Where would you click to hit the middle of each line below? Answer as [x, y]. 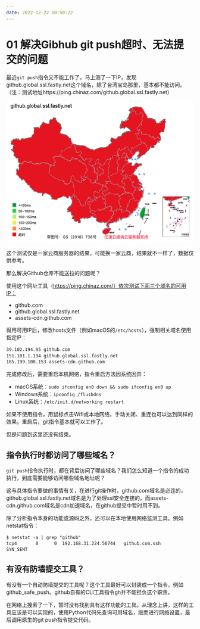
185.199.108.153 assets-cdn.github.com [56, 362]
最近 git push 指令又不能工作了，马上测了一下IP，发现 [71, 77]
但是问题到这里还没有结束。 [40, 434]
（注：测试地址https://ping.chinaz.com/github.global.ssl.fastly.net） [89, 92]
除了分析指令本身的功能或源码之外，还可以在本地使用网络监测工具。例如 [95, 518]
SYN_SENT [17, 550]
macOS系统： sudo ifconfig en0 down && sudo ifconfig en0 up [93, 387]
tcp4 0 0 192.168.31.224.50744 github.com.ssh [84, 544]
